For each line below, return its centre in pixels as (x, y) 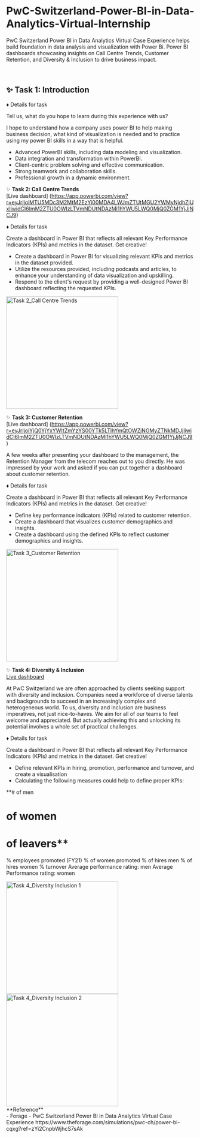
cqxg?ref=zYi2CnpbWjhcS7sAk (45, 1128)
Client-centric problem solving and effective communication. (89, 165)
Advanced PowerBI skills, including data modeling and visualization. (98, 152)
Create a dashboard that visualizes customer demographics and (94, 521)
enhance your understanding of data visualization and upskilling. (94, 275)
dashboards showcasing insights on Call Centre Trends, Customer (87, 53)
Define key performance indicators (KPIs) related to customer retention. (103, 515)
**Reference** (25, 1109)
